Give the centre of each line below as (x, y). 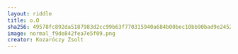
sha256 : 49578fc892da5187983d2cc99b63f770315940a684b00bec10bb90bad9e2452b (121, 27)
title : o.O (23, 20)
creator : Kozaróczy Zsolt (45, 40)
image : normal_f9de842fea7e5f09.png (61, 33)
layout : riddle (30, 14)
